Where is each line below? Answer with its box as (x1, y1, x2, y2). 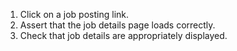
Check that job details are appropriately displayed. (19, 30, 228, 41)
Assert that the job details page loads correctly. (19, 19, 216, 31)
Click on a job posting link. (19, 9, 130, 20)
